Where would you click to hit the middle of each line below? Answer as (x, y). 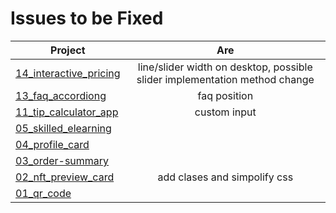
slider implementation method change (225, 79)
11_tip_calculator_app (67, 112)
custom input (225, 112)
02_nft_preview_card (65, 177)
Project (68, 50)
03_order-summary (62, 160)
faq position (225, 95)
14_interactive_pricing (68, 73)
